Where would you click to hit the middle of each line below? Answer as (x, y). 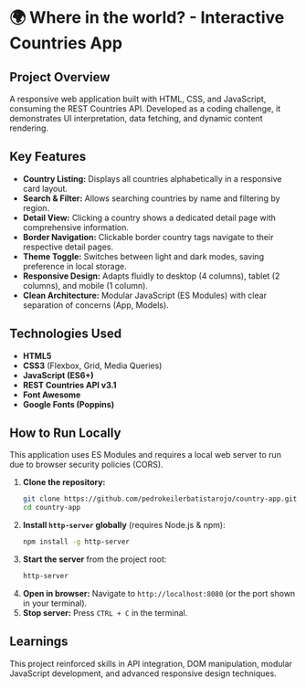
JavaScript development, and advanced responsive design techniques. (143, 673)
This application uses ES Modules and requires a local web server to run (145, 455)
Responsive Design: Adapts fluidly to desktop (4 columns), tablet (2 (151, 276)
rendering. (29, 128)
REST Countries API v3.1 (69, 385)
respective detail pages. (68, 247)
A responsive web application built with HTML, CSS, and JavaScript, (138, 99)
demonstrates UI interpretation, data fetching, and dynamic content (136, 118)
